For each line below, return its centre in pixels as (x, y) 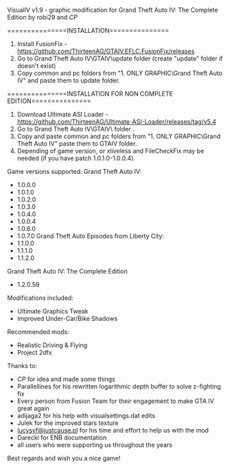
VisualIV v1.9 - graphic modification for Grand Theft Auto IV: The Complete (113, 10)
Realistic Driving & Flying (52, 345)
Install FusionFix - (42, 44)
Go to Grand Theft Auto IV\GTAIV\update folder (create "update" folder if (120, 58)
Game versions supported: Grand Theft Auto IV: (74, 172)
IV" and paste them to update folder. (68, 80)
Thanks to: (22, 366)
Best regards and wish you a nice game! (64, 458)
